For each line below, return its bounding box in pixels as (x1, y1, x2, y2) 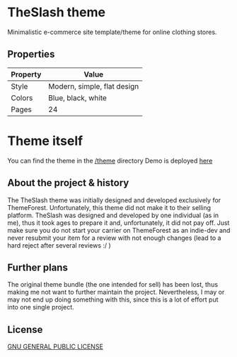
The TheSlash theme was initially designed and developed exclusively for (7, 196, 221, 204)
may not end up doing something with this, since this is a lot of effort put (7, 295, 219, 304)
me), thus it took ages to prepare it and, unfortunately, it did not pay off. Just (7, 218, 230, 227)
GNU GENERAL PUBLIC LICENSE (7, 342, 104, 351)
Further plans (7, 261, 69, 273)
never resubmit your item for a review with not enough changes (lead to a (7, 234, 221, 242)
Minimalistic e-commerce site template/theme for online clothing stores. (7, 28, 217, 36)
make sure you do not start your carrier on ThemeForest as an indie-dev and (7, 226, 231, 234)
